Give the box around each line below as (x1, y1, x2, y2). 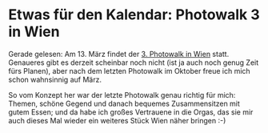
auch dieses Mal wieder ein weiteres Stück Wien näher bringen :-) (8, 115, 226, 125)
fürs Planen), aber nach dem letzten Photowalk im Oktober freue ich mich (8, 66, 250, 75)
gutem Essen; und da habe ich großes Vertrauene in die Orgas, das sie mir (8, 107, 254, 117)
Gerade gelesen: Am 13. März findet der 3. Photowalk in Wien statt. (8, 49, 230, 58)
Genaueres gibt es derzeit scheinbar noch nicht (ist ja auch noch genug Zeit (8, 58, 259, 67)
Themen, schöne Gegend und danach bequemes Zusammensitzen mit (8, 99, 240, 108)
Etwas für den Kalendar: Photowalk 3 (8, 6, 260, 24)
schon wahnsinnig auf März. (8, 75, 102, 84)
